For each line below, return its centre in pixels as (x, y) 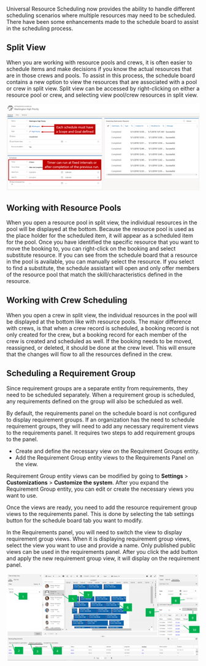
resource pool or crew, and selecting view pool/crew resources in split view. (102, 95)
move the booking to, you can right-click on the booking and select (91, 249)
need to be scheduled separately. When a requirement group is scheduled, (101, 395)
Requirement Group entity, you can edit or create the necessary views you (100, 489)
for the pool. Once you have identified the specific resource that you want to (103, 242)
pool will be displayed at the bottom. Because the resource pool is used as (100, 229)
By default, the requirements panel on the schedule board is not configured (101, 413)
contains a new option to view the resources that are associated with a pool (102, 81)
